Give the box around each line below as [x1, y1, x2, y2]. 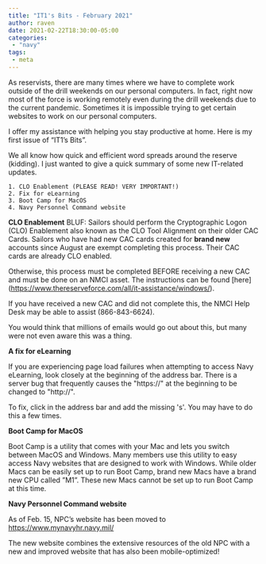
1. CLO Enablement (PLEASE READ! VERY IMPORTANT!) [8, 182, 179, 190]
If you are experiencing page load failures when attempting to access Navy [8, 362, 254, 371]
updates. [8, 167, 37, 177]
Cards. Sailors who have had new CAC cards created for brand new [8, 234, 230, 244]
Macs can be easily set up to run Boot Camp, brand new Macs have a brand [8, 466, 256, 476]
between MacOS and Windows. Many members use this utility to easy [8, 450, 237, 459]
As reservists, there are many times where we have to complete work [8, 77, 235, 87]
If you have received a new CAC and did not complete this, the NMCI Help [8, 298, 250, 308]
